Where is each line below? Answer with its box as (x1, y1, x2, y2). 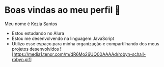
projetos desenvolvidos (11, 46, 59, 52)
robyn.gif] (11, 56, 32, 62)
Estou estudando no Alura (11, 30, 64, 36)
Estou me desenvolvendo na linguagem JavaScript (11, 35, 114, 41)
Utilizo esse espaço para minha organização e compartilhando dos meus (11, 40, 160, 46)
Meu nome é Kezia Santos (4, 21, 57, 27)
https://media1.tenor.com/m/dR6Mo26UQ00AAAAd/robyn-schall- (13, 51, 146, 57)
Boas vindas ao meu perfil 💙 (4, 4, 121, 16)
